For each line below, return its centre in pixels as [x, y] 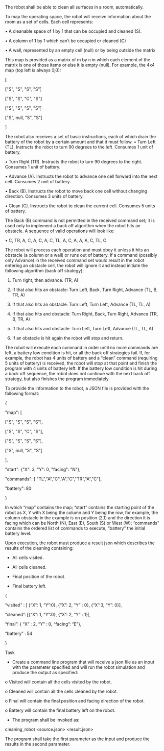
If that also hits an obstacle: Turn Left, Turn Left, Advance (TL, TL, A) [81, 304]
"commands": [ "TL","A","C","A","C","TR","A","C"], [53, 479]
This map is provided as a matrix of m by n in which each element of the [78, 60]
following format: [22, 393]
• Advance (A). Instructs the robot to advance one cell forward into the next [81, 176]
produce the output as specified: [45, 672]
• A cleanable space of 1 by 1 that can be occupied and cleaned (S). [73, 31]
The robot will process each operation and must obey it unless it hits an [77, 250]
